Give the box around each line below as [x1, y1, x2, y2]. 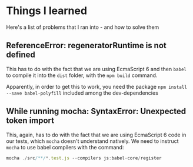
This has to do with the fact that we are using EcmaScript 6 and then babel [6, 65, 187, 72]
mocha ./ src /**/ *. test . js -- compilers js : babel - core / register [6, 155, 162, 161]
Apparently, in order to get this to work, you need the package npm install [6, 83, 187, 90]
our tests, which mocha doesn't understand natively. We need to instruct [6, 137, 179, 145]
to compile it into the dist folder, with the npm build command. [6, 72, 158, 79]
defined [6, 50, 35, 60]
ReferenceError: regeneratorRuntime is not [6, 41, 167, 51]
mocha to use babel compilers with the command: [6, 143, 124, 151]
